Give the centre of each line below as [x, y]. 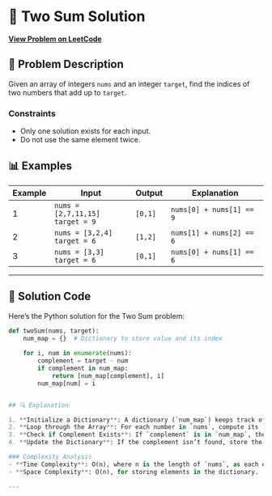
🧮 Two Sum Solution [77, 17]
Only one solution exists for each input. [85, 131]
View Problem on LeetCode [55, 39]
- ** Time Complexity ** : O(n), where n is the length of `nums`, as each [134, 464]
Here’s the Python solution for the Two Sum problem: [96, 316]
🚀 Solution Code [50, 297]
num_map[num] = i [66, 384]
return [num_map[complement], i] [108, 375]
